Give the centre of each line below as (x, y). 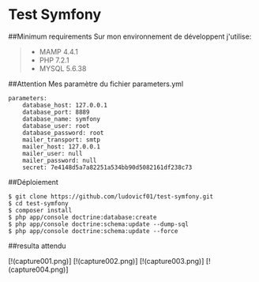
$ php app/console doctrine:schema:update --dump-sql (99, 224)
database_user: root (56, 126)
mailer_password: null (60, 160)
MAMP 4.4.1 (59, 51)
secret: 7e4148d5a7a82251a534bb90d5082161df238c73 (107, 167)
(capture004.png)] (38, 269)
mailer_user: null (53, 153)
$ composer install (40, 210)
